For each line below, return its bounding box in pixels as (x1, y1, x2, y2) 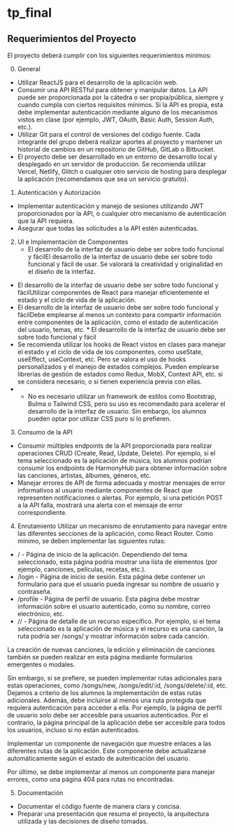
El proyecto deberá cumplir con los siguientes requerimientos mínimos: (7, 51, 212, 59)
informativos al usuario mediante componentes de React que (17, 486, 193, 494)
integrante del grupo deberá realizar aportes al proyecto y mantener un (17, 138, 222, 146)
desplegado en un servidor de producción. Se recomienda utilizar (17, 160, 207, 168)
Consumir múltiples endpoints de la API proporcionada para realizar (17, 441, 213, 450)
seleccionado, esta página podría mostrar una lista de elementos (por (17, 557, 218, 566)
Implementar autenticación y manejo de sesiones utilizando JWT (17, 202, 204, 210)
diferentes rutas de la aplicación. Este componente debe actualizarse (7, 747, 207, 755)
